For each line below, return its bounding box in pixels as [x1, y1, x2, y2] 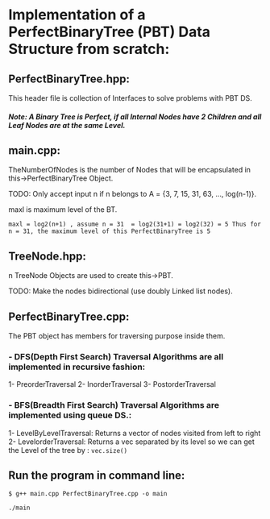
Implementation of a [8, 6, 146, 24]
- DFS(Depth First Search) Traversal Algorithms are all [8, 351, 224, 362]
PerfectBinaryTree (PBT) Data [8, 23, 211, 41]
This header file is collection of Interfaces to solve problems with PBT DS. [8, 93, 252, 102]
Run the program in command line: [8, 469, 185, 483]
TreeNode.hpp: [8, 249, 87, 263]
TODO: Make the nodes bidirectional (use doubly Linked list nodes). [8, 286, 233, 296]
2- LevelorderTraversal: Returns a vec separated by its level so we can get [8, 437, 255, 446]
